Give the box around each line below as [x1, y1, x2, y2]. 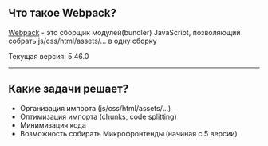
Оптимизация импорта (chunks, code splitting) [19, 112, 177, 121]
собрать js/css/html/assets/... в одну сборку [8, 36, 157, 45]
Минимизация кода [19, 120, 86, 130]
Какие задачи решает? [8, 82, 129, 96]
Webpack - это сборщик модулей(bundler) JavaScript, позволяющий [8, 27, 241, 37]
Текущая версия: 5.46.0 [8, 51, 89, 61]
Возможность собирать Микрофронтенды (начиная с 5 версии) [19, 128, 238, 138]
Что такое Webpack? [8, 6, 117, 20]
